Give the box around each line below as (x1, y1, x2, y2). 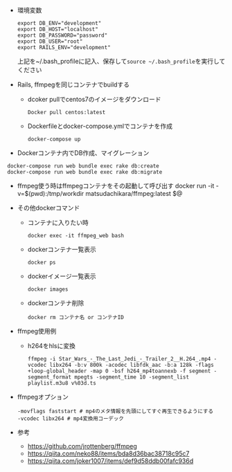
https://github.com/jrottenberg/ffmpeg (27, 442, 137, 450)
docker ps (27, 259, 57, 266)
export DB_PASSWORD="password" (17, 32, 108, 39)
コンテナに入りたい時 (27, 219, 89, 226)
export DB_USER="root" (17, 38, 83, 45)
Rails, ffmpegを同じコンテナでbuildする (17, 80, 130, 89)
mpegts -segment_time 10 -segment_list (73, 374, 189, 381)
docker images (27, 286, 69, 293)
